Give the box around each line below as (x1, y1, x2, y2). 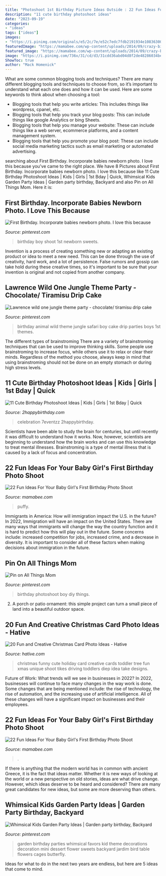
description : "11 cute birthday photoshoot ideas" (5, 12, 112, 17)
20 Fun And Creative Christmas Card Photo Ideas (5, 621, 160, 629)
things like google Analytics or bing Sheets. (12, 117, 101, 123)
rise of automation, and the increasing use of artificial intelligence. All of (5, 691, 152, 697)
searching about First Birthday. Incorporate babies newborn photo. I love (5, 158, 153, 164)
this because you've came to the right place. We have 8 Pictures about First (5, 164, 160, 169)
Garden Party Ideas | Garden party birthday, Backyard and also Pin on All (5, 179, 154, 185)
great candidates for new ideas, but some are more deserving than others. (5, 786, 157, 792)
